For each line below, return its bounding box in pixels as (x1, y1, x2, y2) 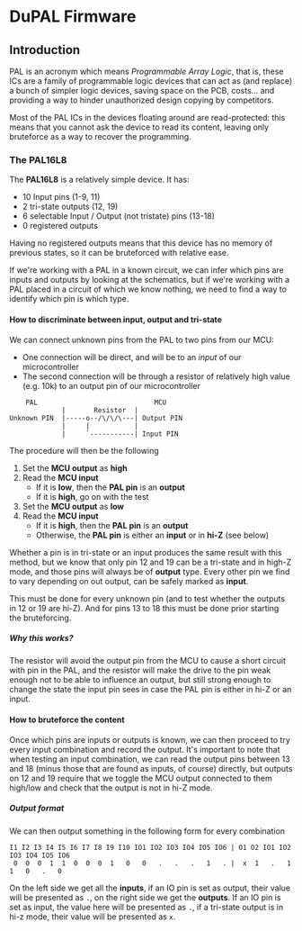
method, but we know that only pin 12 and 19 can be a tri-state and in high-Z (9, 556, 292, 567)
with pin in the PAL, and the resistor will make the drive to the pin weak (9, 664, 271, 676)
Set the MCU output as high (22, 462, 128, 474)
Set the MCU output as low (22, 501, 124, 511)
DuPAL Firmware (9, 6, 137, 27)
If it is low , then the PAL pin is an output (35, 482, 186, 493)
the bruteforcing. (9, 612, 72, 623)
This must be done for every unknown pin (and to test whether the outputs (9, 592, 286, 604)
